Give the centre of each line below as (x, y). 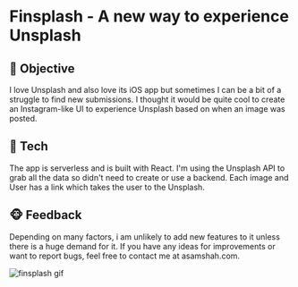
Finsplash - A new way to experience (149, 17)
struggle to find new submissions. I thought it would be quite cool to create (147, 99)
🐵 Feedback (46, 215)
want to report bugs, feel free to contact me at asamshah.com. (124, 256)
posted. (23, 118)
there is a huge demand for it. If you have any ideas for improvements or (142, 246)
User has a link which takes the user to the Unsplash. (107, 187)
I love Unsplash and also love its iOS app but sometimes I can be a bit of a (145, 90)
